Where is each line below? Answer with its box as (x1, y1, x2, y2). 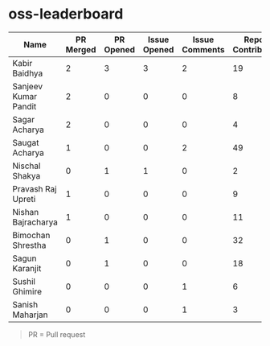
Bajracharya (12, 216, 59, 228)
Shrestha (12, 239, 47, 250)
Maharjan (12, 309, 48, 320)
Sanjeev (12, 80, 43, 92)
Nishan (12, 206, 39, 217)
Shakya (12, 170, 41, 181)
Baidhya (12, 68, 43, 79)
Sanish (12, 299, 39, 310)
